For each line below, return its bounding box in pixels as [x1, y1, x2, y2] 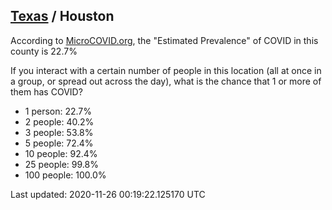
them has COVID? [10, 85, 83, 98]
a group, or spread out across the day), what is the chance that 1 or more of [10, 75, 322, 87]
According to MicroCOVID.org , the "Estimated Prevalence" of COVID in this [10, 34, 319, 46]
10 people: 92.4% [24, 147, 98, 159]
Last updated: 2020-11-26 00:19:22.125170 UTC [10, 188, 206, 200]
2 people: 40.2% [24, 115, 95, 128]
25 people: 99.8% [24, 158, 99, 170]
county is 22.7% [10, 45, 78, 57]
